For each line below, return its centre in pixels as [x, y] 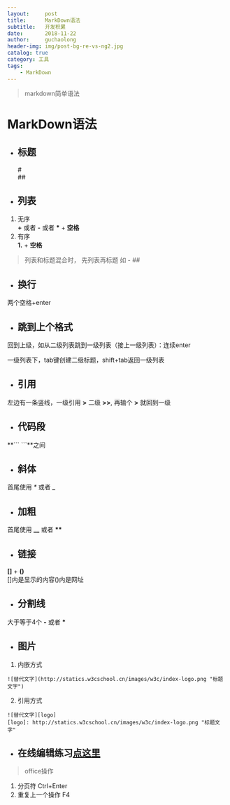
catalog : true [28, 53]
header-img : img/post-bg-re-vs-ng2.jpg [65, 46]
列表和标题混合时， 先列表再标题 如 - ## [82, 260]
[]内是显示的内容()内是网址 [45, 580]
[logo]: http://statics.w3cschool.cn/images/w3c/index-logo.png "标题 [111, 722]
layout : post [33, 14]
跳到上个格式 [45, 327]
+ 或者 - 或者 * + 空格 [48, 228]
